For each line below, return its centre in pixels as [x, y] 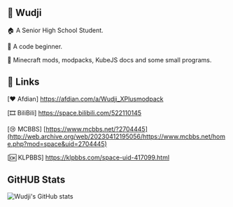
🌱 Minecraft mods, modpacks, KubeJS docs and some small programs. [110, 59]
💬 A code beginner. [35, 46]
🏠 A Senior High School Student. [55, 30]
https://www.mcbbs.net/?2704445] [97, 129]
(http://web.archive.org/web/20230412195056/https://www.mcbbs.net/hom [116, 136]
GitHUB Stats [36, 180]
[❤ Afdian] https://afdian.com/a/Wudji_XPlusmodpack [85, 99]
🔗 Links [23, 82]
